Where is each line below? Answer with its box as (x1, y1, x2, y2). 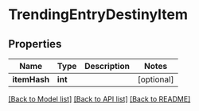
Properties (8, 37, 62, 51)
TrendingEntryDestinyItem (8, 6, 189, 24)
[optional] (137, 74, 174, 85)
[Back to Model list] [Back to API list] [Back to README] (8, 94, 191, 104)
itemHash (12, 74, 50, 85)
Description (84, 61, 130, 71)
